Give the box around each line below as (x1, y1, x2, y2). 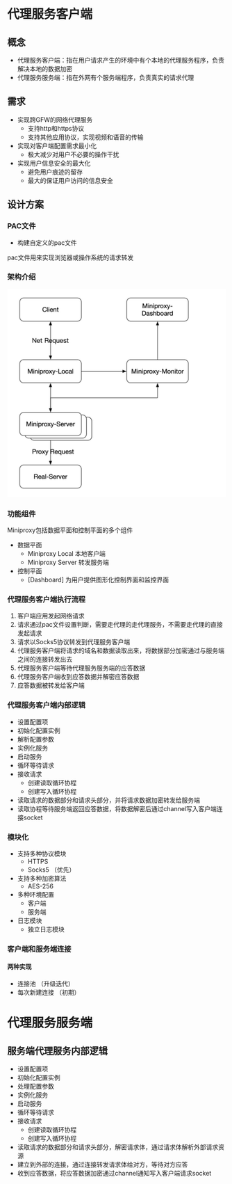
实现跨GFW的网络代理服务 (17, 115, 93, 124)
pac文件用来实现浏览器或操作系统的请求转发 (7, 253, 134, 262)
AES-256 (27, 881, 54, 890)
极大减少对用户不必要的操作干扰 (27, 150, 119, 159)
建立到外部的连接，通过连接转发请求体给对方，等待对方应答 (17, 1160, 188, 1169)
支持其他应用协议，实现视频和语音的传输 (27, 133, 144, 141)
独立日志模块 (27, 925, 65, 933)
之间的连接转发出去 (17, 655, 73, 664)
